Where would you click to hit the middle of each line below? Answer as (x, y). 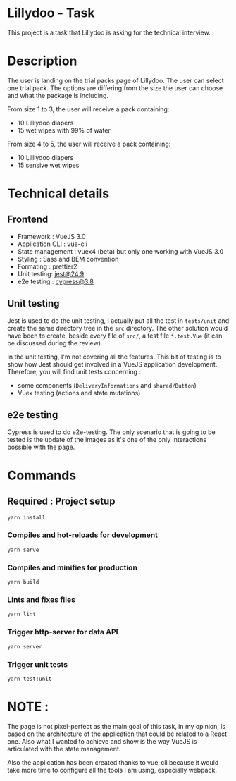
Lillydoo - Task (51, 13)
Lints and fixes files (42, 600)
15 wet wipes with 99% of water (64, 130)
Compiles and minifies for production (72, 567)
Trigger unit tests (38, 664)
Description (42, 61)
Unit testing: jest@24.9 (51, 273)
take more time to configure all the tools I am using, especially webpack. (112, 770)
